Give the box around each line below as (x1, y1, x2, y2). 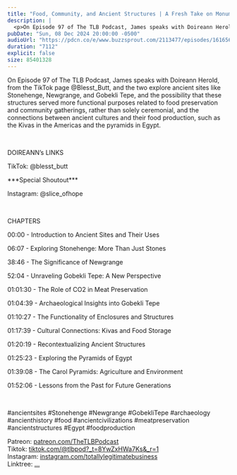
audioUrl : (7, 37, 37, 44)
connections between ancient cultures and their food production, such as (7, 113, 221, 122)
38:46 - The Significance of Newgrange (7, 257, 123, 266)
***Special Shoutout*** (7, 175, 79, 184)
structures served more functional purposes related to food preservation (7, 98, 219, 107)
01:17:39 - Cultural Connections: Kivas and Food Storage (7, 326, 171, 334)
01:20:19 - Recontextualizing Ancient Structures (7, 340, 146, 348)
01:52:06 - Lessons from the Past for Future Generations (7, 381, 171, 389)
